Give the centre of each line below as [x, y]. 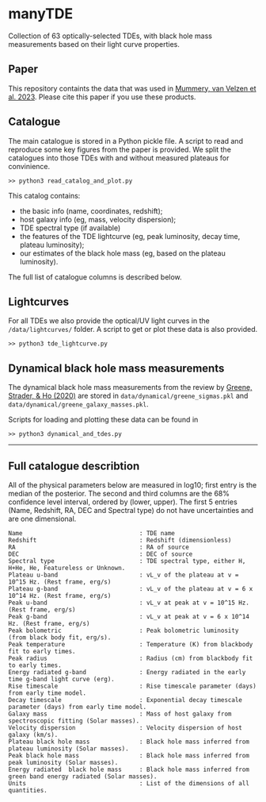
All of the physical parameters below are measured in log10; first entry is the [133, 485]
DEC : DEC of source [101, 554]
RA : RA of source [99, 547]
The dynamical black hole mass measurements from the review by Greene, [130, 388]
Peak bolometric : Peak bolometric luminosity [123, 630]
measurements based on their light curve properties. [94, 44]
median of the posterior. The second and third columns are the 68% [119, 494]
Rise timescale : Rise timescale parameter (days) [133, 686]
